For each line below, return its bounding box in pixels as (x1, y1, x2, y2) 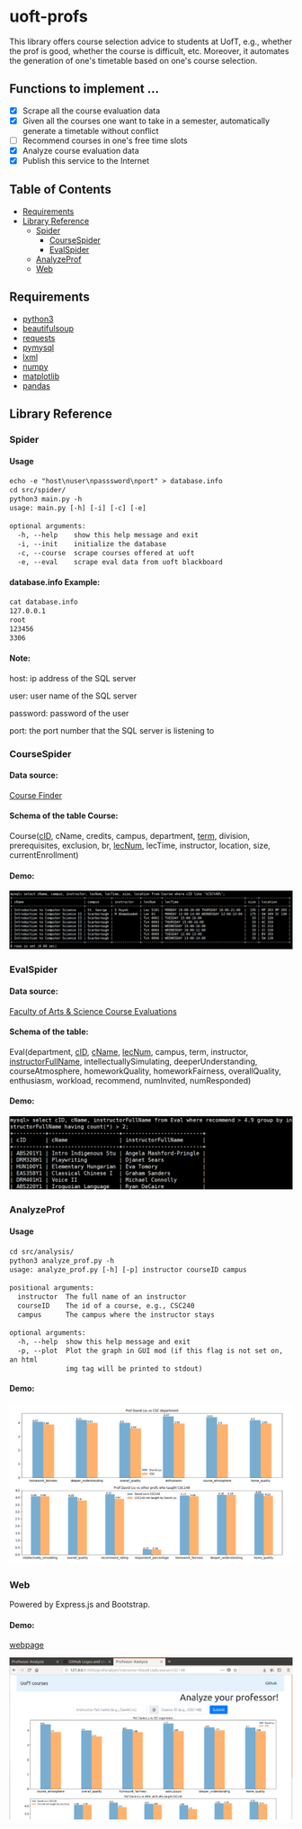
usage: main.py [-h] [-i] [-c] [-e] (9, 504, 147, 513)
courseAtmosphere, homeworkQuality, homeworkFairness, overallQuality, (9, 1065, 281, 1077)
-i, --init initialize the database (17, 540, 167, 549)
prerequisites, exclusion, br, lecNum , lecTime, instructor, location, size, (9, 840, 271, 851)
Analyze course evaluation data (22, 145, 139, 156)
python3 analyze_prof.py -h (9, 1256, 115, 1266)
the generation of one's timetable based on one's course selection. (9, 55, 258, 66)
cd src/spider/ (9, 486, 67, 495)
